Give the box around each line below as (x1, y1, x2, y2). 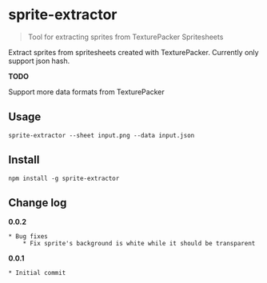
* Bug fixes (8, 233, 48, 241)
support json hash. (8, 56, 70, 66)
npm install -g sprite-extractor (8, 174, 120, 182)
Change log (8, 196, 67, 209)
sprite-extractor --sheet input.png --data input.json (8, 131, 195, 139)
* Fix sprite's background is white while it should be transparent (22, 240, 256, 248)
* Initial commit (8, 269, 66, 277)
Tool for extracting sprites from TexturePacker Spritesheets (27, 32, 224, 42)
